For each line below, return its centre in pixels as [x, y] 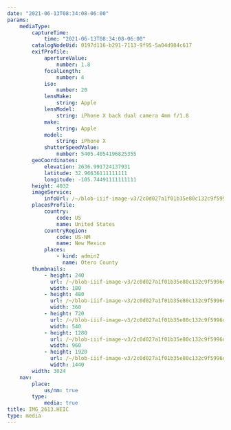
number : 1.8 [73, 65]
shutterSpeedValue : [71, 148]
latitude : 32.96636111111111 [86, 173]
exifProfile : [51, 52]
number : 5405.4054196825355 [96, 154]
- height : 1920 [66, 352]
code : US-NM [73, 237]
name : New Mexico [81, 244]
